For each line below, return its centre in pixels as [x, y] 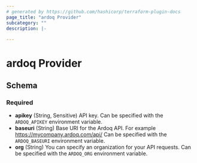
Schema [22, 85]
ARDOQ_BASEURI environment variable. [60, 141]
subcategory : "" [26, 23]
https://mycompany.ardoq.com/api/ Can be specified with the [91, 134]
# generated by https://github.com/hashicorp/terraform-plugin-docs [93, 12]
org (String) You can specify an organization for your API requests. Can [103, 147]
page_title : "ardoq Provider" [44, 17]
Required [20, 102]
